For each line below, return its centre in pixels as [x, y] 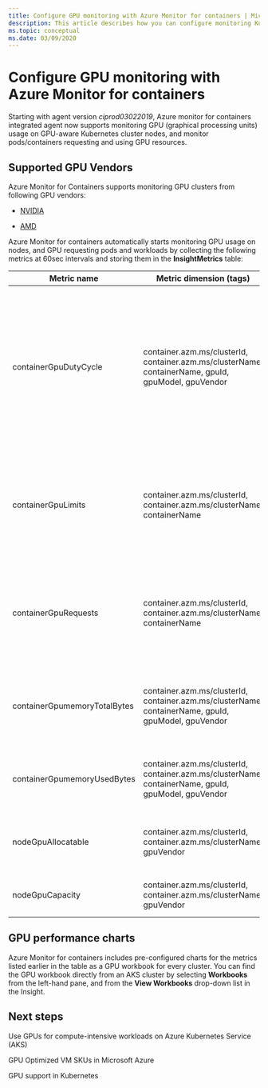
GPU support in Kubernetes [53, 1075]
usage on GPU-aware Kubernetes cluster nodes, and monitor [108, 134]
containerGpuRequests [55, 613]
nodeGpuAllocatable [51, 842]
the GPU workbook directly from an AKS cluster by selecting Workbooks [128, 974]
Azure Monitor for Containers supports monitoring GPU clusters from [122, 186]
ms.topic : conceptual [44, 30]
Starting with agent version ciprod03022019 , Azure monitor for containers [130, 117]
